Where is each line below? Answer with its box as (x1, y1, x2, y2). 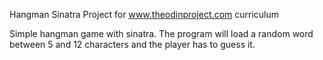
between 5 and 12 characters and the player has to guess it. (9, 39, 256, 50)
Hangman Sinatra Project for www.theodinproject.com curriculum (9, 9, 280, 20)
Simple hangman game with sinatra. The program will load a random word (9, 28, 314, 39)
